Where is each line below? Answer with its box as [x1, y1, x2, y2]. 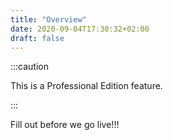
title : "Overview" [10, 14, 87, 25]
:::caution [10, 61, 50, 73]
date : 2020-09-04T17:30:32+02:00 [10, 24, 150, 34]
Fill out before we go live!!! [10, 119, 120, 131]
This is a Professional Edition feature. [10, 80, 163, 92]
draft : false [10, 33, 65, 43]
